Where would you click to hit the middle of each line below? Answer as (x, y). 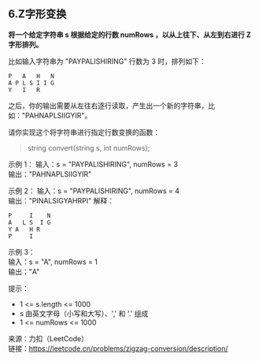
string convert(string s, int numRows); (89, 147)
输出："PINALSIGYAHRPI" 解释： (61, 200)
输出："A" (24, 271)
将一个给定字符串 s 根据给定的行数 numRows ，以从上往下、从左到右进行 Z (130, 35)
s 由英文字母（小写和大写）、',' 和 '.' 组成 (84, 313)
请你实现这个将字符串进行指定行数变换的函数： (84, 132)
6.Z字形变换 (37, 14)
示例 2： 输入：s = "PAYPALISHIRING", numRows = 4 (94, 191)
